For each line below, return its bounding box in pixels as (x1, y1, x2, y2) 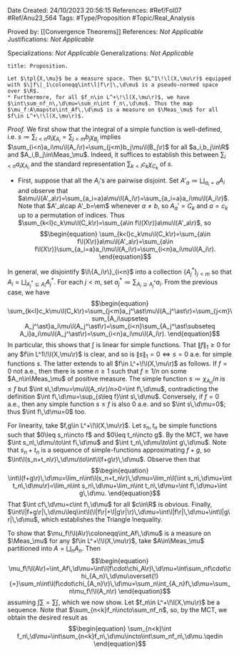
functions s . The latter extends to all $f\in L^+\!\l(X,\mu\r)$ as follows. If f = (7, 359, 228, 368)
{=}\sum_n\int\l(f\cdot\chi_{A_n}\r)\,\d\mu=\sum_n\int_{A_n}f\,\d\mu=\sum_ (9, 579, 230, 588)
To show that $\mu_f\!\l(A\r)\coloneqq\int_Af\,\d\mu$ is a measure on (7, 529, 212, 537)
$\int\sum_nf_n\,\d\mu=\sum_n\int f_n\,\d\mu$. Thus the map (7, 100, 193, 107)
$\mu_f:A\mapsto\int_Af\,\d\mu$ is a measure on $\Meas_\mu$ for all (7, 106, 219, 113)
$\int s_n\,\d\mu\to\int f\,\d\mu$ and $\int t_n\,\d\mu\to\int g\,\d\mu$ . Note (7, 438, 227, 446)
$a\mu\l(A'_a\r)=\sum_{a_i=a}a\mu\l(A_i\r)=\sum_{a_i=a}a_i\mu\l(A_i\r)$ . (17, 194, 230, 202)
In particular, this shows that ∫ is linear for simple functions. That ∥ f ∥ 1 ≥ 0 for (7, 341, 231, 351)
